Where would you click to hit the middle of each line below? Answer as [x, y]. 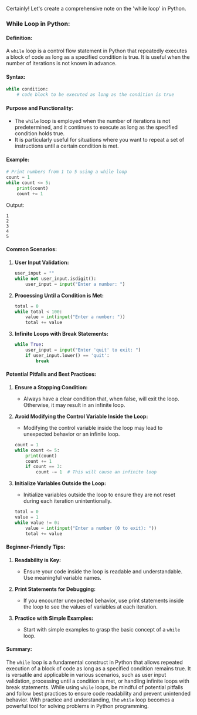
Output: [15, 205]
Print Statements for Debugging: [55, 589]
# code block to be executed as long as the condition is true [96, 95]
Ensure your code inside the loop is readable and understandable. [103, 571]
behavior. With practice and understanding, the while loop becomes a [90, 700]
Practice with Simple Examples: [54, 618]
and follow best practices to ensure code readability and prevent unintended [98, 693]
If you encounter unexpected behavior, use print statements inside [103, 600]
